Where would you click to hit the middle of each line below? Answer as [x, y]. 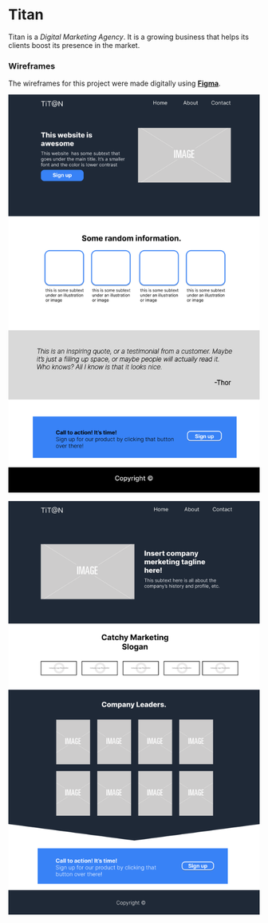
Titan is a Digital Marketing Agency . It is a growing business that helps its [129, 37]
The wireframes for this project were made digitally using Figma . [114, 84]
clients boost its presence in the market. [74, 45]
